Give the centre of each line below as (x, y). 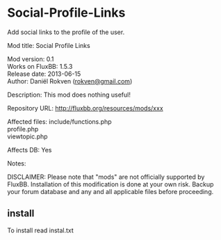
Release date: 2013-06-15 (44, 74)
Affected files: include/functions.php (60, 121)
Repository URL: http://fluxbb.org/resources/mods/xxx (85, 108)
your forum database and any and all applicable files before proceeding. (110, 191)
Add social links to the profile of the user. (66, 32)
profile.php (23, 129)
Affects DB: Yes (30, 150)
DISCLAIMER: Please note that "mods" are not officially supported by (106, 177)
